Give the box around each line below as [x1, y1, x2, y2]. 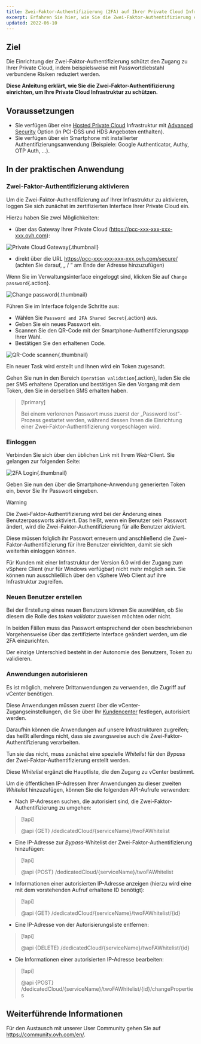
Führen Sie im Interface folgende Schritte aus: [6, 303, 120, 310]
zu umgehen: [59, 804, 92, 811]
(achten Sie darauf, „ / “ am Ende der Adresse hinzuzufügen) [14, 261, 165, 268]
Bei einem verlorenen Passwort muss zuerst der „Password [20, 410, 167, 417]
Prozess [20, 416, 41, 423]
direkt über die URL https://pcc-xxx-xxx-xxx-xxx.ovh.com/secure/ [14, 255, 178, 262]
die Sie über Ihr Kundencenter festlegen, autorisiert [63, 708, 190, 715]
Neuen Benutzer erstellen [6, 593, 83, 601]
